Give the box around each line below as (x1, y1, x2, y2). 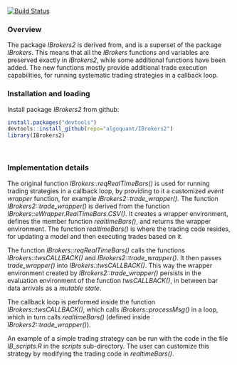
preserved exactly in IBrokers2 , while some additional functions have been (7, 56, 226, 64)
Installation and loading (7, 89, 90, 99)
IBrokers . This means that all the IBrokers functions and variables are (7, 48, 209, 57)
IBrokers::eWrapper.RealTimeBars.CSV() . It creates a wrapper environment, (7, 209, 228, 217)
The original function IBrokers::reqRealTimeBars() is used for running (7, 179, 210, 187)
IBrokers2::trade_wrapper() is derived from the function (7, 202, 170, 210)
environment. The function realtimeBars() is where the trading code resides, (7, 225, 231, 233)
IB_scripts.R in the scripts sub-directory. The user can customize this (7, 341, 210, 350)
